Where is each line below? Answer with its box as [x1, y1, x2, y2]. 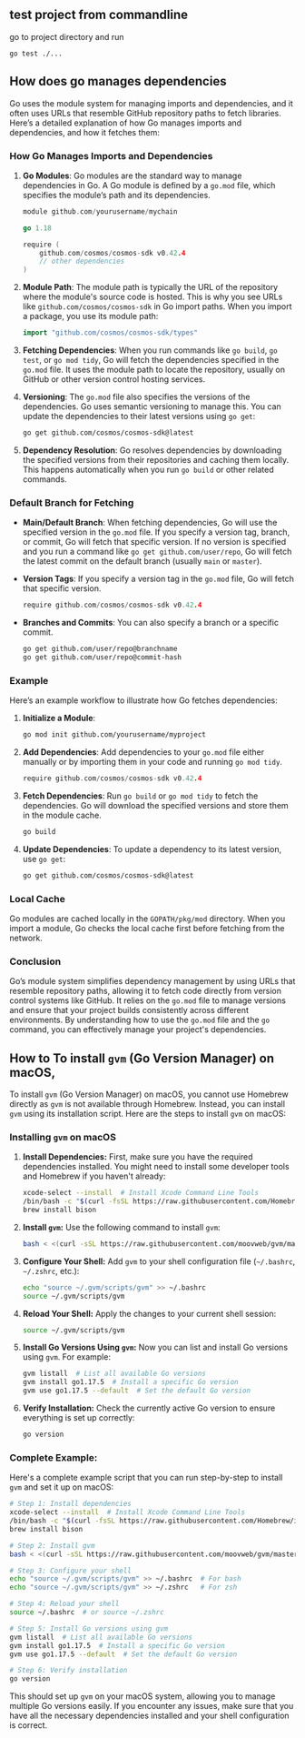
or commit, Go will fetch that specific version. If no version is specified [22, 537, 287, 548]
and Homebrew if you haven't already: [22, 1170, 166, 1181]
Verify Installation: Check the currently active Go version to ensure [22, 1402, 276, 1413]
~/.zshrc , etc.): [22, 1265, 80, 1276]
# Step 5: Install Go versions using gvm [9, 1623, 169, 1633]
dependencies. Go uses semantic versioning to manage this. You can [22, 401, 281, 412]
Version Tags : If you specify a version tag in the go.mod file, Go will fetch [22, 573, 295, 585]
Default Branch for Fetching [9, 496, 134, 508]
